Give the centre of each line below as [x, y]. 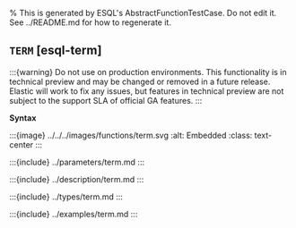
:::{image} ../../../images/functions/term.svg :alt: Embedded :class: [131, 135]
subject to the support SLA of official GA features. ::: [106, 100]
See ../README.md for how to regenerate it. [91, 22]
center [22, 144]
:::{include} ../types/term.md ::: [66, 197]
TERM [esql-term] [56, 51]
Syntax [23, 118]
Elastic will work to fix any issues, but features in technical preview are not [147, 91]
